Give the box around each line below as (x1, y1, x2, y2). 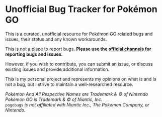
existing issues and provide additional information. (5, 66, 110, 72)
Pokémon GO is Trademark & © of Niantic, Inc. (5, 96, 103, 102)
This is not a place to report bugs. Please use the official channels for (5, 46, 151, 52)
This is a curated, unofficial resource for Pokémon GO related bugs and (5, 31, 153, 37)
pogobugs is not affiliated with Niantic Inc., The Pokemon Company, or (5, 101, 149, 107)
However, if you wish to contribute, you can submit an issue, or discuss (5, 61, 153, 67)
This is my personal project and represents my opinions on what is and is (5, 76, 156, 82)
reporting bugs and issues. (5, 51, 63, 57)
